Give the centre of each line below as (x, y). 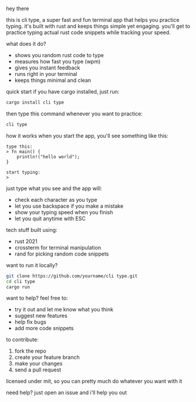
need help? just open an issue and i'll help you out (67, 393)
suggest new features (41, 316)
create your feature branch (47, 357)
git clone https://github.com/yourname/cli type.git (72, 276)
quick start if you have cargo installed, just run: (63, 92)
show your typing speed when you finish (64, 212)
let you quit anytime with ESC (50, 218)
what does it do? (26, 44)
